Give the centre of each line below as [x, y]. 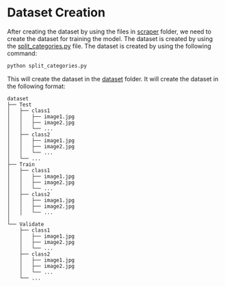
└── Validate [26, 224]
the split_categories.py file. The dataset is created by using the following [109, 46]
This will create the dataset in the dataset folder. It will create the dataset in [113, 79]
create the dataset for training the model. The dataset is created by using [110, 38]
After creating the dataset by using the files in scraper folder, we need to [109, 31]
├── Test [19, 105]
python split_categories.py [47, 66]
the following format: [37, 86]
